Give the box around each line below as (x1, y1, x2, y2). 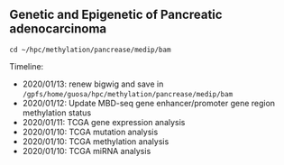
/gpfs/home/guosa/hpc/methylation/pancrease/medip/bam (22, 89, 234, 98)
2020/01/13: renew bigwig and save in (22, 78, 164, 89)
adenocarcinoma (9, 22, 107, 37)
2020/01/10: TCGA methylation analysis (22, 135, 169, 147)
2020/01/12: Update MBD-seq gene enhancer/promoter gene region (22, 97, 276, 108)
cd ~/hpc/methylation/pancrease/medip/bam (9, 45, 171, 54)
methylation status (22, 107, 92, 118)
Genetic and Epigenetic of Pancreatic (9, 7, 223, 23)
